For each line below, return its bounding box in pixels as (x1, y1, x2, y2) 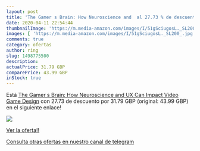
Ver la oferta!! (6, 127, 40, 134)
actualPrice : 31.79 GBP (6, 64, 65, 70)
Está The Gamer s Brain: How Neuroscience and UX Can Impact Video (6, 92, 179, 99)
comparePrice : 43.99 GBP (6, 70, 68, 75)
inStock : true (6, 75, 42, 81)
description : (6, 58, 39, 64)
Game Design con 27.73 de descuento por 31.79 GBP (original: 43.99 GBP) (6, 97, 189, 105)
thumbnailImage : (6, 25, 46, 32)
